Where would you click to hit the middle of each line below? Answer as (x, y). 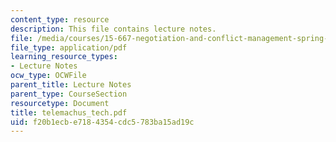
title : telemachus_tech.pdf (69, 112)
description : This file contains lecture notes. (113, 29)
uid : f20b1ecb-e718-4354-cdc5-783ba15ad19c (102, 122)
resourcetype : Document (60, 103)
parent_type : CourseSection (69, 94)
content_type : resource (60, 19)
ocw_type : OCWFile (48, 76)
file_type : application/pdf (69, 47)
